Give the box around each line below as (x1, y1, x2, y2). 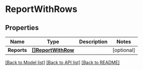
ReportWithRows (5, 3, 77, 15)
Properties (5, 23, 39, 32)
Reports (7, 46, 27, 53)
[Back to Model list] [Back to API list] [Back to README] (5, 59, 120, 65)
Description (79, 38, 107, 45)
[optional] (112, 46, 135, 53)
